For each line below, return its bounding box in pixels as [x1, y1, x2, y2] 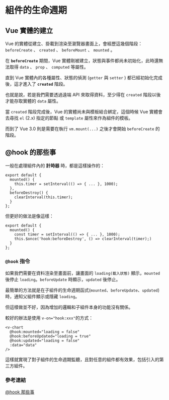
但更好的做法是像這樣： [5, 213, 54, 219]
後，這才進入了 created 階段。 [5, 81, 68, 87]
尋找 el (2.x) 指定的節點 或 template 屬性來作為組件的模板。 [9, 115, 133, 121]
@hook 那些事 [5, 389, 35, 395]
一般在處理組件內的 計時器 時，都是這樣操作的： [5, 162, 105, 168]
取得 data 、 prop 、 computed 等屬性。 [9, 64, 89, 70]
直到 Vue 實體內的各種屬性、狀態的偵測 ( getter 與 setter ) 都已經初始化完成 [5, 75, 162, 81]
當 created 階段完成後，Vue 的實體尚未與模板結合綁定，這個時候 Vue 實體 [5, 109, 158, 115]
